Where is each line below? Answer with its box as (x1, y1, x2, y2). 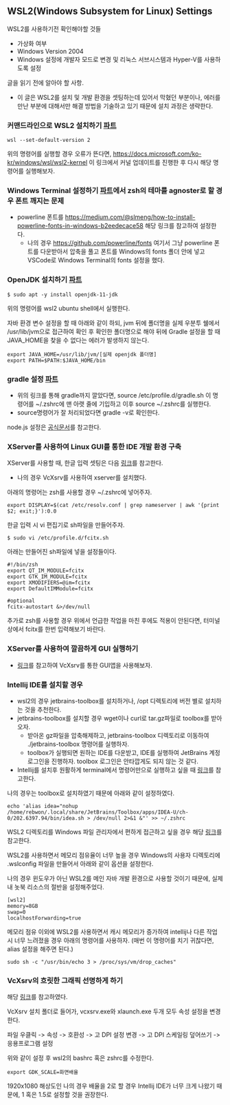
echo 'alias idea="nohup (7, 803, 78, 809)
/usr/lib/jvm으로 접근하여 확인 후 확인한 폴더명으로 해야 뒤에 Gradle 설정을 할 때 (7, 327, 221, 335)
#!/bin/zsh (7, 561, 38, 568)
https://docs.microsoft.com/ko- (113, 149, 202, 158)
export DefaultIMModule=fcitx (7, 586, 94, 592)
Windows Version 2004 (16, 47, 84, 55)
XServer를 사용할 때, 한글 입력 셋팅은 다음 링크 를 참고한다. (7, 459, 163, 467)
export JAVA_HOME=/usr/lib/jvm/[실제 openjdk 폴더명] (7, 351, 157, 358)
